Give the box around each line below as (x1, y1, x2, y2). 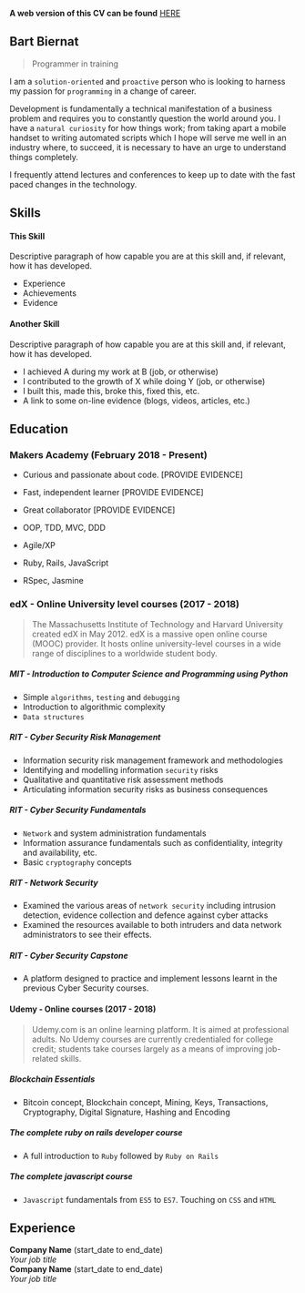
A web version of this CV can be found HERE (9, 8, 181, 18)
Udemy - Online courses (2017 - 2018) (9, 1003, 157, 1014)
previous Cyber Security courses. (22, 982, 149, 993)
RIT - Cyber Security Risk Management (9, 732, 161, 743)
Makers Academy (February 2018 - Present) (9, 448, 208, 461)
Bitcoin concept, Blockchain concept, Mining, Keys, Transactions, (22, 1096, 269, 1107)
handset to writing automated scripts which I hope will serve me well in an (9, 132, 287, 143)
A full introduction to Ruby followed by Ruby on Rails (22, 1150, 219, 1161)
